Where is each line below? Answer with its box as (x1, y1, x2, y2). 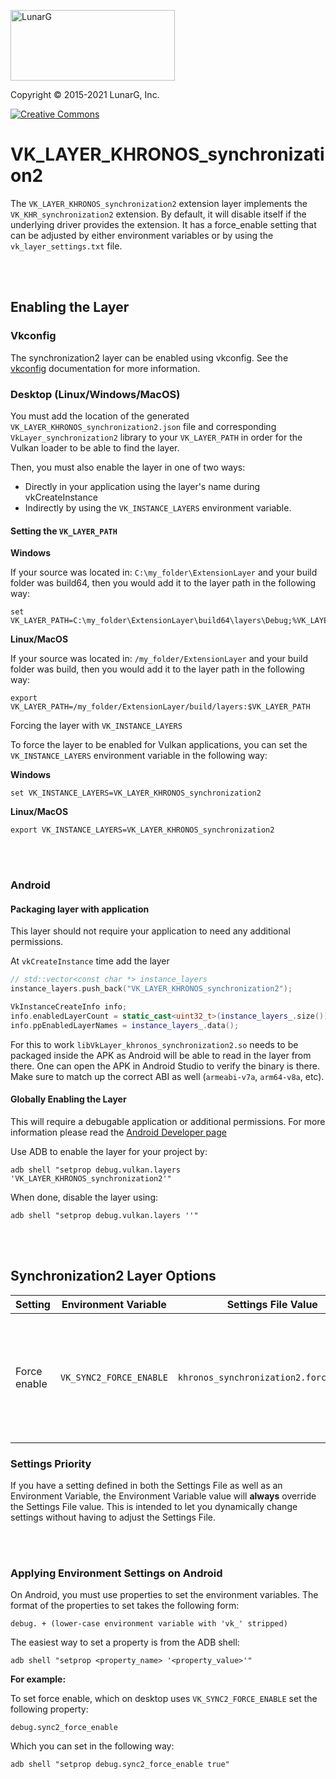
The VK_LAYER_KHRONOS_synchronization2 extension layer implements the (10, 197, 308, 209)
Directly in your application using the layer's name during (24, 480, 261, 492)
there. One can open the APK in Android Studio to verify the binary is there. (10, 1060, 320, 1072)
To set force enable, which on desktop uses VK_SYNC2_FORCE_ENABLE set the (10, 1693, 318, 1705)
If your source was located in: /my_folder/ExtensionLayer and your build (10, 653, 308, 665)
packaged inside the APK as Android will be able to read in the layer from (10, 1049, 312, 1061)
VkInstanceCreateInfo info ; (10, 1002, 128, 1012)
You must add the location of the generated (10, 410, 190, 422)
